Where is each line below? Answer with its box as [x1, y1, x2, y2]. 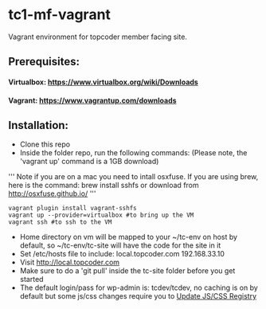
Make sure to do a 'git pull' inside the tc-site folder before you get [19, 266, 236, 276]
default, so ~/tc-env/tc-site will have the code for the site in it [19, 241, 221, 250]
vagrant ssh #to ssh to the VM [8, 218, 112, 226]
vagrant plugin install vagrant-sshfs [8, 205, 137, 213]
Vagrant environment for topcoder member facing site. [8, 32, 187, 41]
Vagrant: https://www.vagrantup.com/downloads [8, 96, 177, 105]
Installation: [8, 118, 69, 132]
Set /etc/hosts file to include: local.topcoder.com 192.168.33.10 [19, 249, 225, 259]
